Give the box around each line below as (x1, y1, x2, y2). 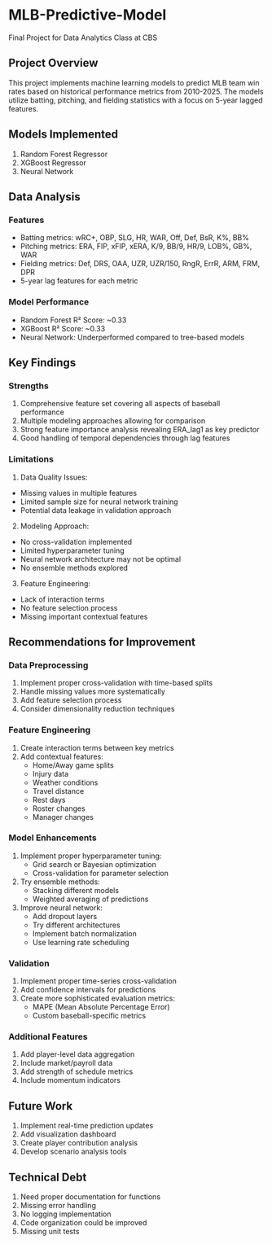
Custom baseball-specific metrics (32, 1011, 147, 1021)
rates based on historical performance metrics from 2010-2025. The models (8, 86, 264, 96)
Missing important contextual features (20, 611, 148, 621)
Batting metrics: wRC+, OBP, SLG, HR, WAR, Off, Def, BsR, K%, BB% (20, 233, 250, 243)
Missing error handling (20, 1201, 96, 1211)
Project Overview (8, 56, 99, 70)
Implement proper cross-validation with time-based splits (20, 678, 213, 688)
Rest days (32, 795, 66, 804)
